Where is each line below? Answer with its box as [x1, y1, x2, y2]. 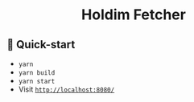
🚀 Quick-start [6, 38, 76, 51]
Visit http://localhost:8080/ [18, 84, 115, 94]
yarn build [18, 69, 56, 77]
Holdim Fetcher [81, 6, 186, 24]
